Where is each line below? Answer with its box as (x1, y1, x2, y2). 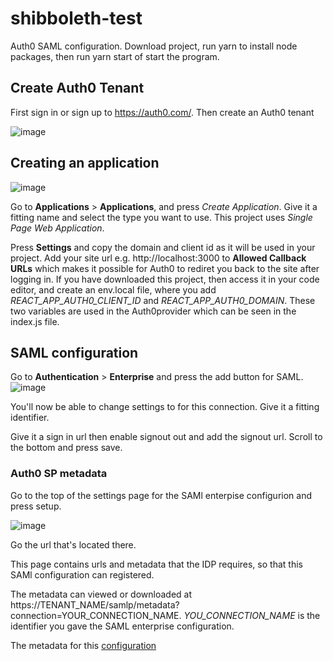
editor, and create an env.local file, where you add (10, 283, 217, 296)
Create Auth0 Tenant (10, 80, 145, 97)
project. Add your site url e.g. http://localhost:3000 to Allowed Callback (10, 252, 307, 264)
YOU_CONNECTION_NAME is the (183, 609, 321, 621)
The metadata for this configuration (10, 639, 157, 651)
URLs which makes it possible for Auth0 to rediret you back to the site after (10, 262, 320, 274)
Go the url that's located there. (10, 538, 137, 551)
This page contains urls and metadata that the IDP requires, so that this (10, 558, 303, 570)
